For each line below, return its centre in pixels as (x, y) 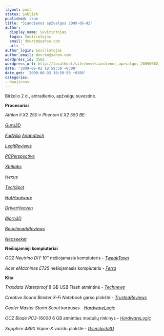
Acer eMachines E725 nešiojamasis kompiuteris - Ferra (61, 268)
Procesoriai (17, 105)
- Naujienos (17, 82)
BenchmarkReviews (25, 228)
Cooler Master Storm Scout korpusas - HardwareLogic (60, 308)
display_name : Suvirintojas (38, 32)
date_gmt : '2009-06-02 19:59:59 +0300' (46, 73)
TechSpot (15, 187)
